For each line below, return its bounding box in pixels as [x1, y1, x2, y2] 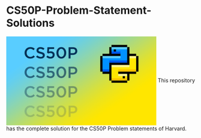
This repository [157, 76, 196, 84]
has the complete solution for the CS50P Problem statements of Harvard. [6, 125, 187, 132]
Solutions [6, 16, 55, 30]
